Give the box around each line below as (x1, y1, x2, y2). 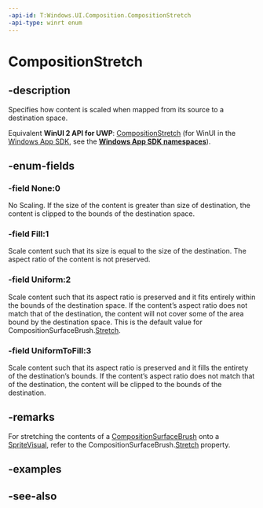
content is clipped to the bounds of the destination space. (8, 209, 195, 218)
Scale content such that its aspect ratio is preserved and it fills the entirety (8, 363, 249, 373)
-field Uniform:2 (8, 274, 71, 285)
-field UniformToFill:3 (8, 345, 92, 356)
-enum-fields (8, 159, 75, 173)
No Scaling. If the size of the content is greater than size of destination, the (8, 201, 251, 210)
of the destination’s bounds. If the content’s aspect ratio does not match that (8, 371, 255, 381)
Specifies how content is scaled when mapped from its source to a (8, 104, 225, 114)
